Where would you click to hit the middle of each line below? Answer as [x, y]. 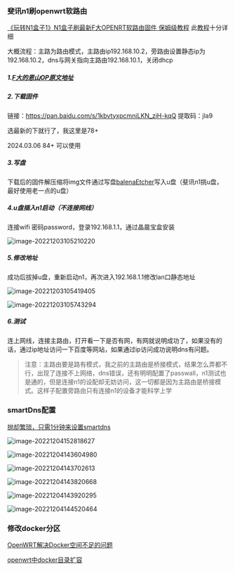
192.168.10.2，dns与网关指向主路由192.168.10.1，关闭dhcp [90, 60]
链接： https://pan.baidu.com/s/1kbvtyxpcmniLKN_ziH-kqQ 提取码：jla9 [110, 115]
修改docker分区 [34, 528]
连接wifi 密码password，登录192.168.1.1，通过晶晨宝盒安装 [91, 227]
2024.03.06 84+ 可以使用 [44, 145]
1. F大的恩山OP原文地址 [40, 77]
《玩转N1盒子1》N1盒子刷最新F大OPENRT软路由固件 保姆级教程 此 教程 [108, 28]
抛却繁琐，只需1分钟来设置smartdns [59, 426]
